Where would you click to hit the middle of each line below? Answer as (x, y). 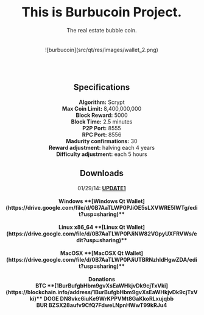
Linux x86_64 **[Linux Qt (92, 227)
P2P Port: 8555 (102, 128)
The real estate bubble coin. (102, 30)
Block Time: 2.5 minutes (102, 121)
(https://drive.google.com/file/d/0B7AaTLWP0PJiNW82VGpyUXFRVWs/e (102, 234)
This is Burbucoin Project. (102, 12)
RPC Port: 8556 (102, 135)
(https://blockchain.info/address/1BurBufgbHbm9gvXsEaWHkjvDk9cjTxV (102, 292)
